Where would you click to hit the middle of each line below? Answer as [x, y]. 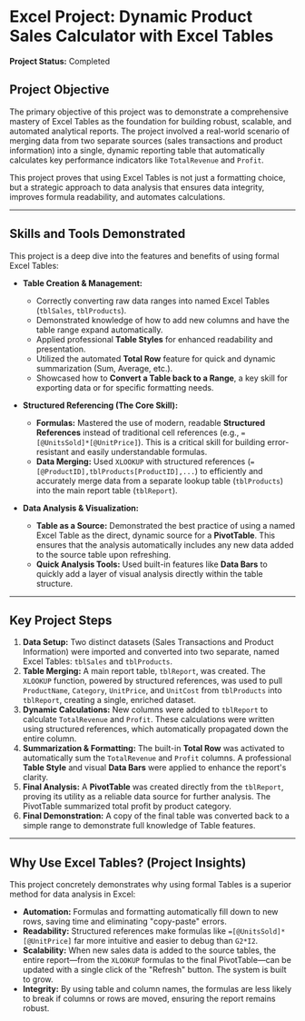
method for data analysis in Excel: [73, 894]
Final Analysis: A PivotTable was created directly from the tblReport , [153, 787]
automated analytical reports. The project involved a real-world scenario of [150, 131]
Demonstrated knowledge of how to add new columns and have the [163, 320]
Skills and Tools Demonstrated [98, 234]
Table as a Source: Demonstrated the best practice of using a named [166, 525]
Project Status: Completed [60, 61]
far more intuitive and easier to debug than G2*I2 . [166, 941]
